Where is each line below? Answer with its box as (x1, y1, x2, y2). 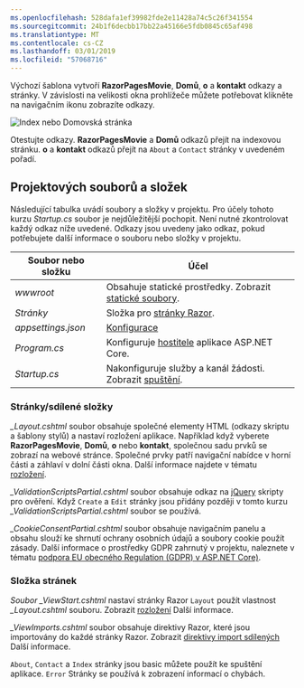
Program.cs (14, 341, 64, 353)
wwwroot (14, 286, 55, 298)
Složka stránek (10, 575, 78, 588)
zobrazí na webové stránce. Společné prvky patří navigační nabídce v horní (10, 449, 291, 461)
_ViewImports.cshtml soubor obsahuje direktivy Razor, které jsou (10, 622, 251, 633)
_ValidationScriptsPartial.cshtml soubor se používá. (10, 505, 202, 516)
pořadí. (10, 154, 37, 164)
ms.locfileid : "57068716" (10, 55, 107, 64)
